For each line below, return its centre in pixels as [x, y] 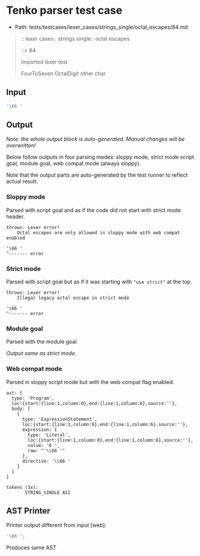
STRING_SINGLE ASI [47, 492]
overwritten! [21, 146]
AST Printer [28, 511]
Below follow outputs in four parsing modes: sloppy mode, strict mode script [100, 157]
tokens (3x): [22, 487]
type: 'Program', [33, 398]
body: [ [21, 409]
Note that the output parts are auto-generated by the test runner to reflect [97, 175]
